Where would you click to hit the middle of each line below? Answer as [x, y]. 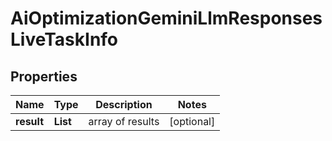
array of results [124, 121]
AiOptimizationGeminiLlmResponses [166, 18]
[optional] [192, 121]
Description [124, 104]
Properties [44, 76]
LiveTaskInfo [64, 39]
